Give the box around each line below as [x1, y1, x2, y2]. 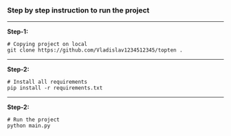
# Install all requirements [7, 78, 88, 86]
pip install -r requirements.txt [7, 84, 103, 91]
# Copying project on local [7, 41, 88, 48]
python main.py [7, 122, 51, 129]
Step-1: [7, 27, 29, 36]
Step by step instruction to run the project [7, 5, 150, 15]
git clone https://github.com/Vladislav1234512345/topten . [7, 47, 184, 54]
